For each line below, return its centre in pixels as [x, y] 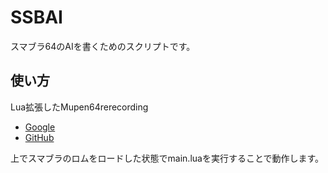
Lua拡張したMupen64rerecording [79, 107]
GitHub [39, 137]
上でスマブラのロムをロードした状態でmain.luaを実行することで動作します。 [167, 158]
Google [40, 127]
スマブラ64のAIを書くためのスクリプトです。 [103, 46]
